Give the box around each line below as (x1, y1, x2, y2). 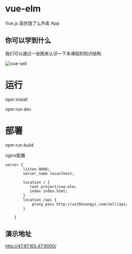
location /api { (23, 197, 57, 202)
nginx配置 (5, 152, 26, 158)
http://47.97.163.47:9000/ (5, 243, 57, 249)
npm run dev (5, 106, 31, 112)
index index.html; (29, 188, 68, 193)
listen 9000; (23, 166, 50, 171)
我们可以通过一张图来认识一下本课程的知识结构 (5, 50, 101, 56)
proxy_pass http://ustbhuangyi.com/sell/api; (31, 201, 128, 206)
